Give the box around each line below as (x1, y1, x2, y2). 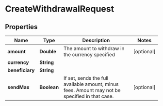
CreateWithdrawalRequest (5, 3, 114, 15)
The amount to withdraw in (63, 45, 125, 52)
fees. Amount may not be (63, 87, 121, 93)
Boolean (39, 84, 59, 91)
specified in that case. (63, 93, 114, 100)
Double (39, 48, 57, 55)
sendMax (7, 84, 30, 91)
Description (82, 37, 110, 44)
